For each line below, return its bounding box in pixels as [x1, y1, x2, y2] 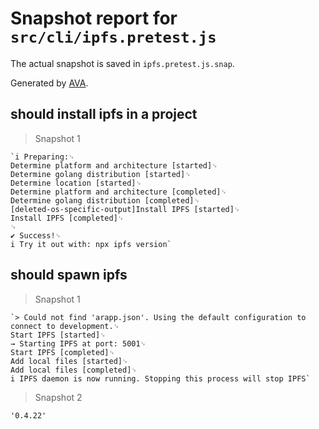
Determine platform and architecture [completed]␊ [10, 187, 227, 197]
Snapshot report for [10, 7, 178, 30]
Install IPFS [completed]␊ [10, 213, 125, 223]
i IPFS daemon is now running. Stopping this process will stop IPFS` [10, 373, 311, 384]
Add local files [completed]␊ [10, 365, 138, 375]
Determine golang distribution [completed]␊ [10, 195, 201, 206]
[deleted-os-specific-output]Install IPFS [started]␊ [10, 204, 241, 214]
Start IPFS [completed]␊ [10, 347, 116, 357]
